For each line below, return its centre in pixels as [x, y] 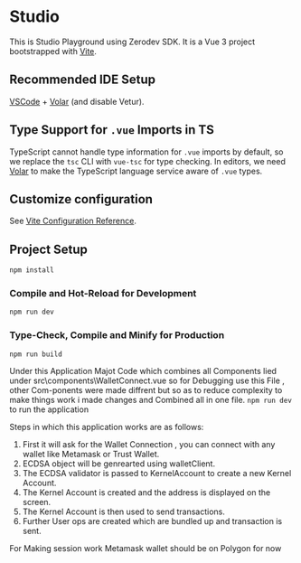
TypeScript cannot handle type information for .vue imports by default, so [146, 152]
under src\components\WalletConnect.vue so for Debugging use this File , [147, 380]
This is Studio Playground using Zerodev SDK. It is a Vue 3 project [132, 42]
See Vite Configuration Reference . [73, 221]
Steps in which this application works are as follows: [107, 427]
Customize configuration [81, 199]
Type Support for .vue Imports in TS [112, 130]
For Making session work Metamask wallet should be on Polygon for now [146, 549]
